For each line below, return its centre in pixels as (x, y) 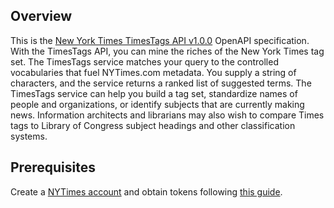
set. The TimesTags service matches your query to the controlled (144, 61)
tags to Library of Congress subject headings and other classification (153, 125)
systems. (29, 136)
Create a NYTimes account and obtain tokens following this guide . (146, 191)
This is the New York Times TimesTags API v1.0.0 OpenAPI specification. (160, 40)
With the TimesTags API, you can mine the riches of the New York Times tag (167, 51)
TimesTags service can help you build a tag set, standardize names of (154, 93)
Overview (41, 16)
